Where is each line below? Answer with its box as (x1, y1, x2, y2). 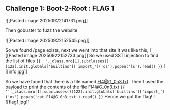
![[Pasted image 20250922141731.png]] (5, 17, 88, 23)
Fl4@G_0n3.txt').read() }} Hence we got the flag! (46, 93, 153, 99)
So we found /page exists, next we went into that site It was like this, (5, 47, 149, 53)
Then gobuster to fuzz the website (5, 27, 78, 33)
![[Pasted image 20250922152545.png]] (5, 37, 90, 43)
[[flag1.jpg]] (5, 99, 30, 105)
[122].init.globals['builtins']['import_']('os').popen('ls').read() (5, 64, 156, 69)
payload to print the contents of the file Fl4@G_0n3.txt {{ (5, 84, 125, 90)
